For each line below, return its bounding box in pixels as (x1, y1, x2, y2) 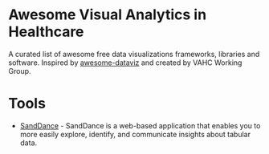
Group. (8, 66, 31, 75)
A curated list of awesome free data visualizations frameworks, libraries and (8, 49, 260, 59)
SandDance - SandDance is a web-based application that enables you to (19, 120, 261, 130)
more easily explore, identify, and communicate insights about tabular (19, 129, 251, 139)
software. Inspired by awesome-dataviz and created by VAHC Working (8, 58, 243, 67)
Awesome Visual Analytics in (8, 6, 207, 24)
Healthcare (8, 22, 84, 41)
